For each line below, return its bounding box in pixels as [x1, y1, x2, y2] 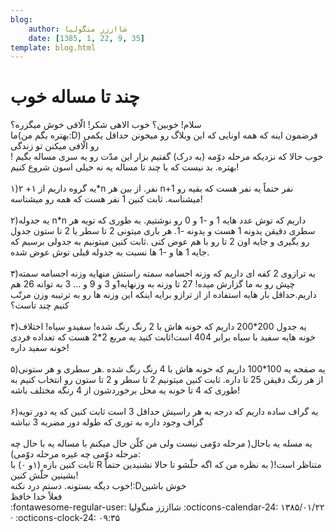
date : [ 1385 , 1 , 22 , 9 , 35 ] [28, 33, 145, 43]
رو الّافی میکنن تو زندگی [10, 140, 100, 152]
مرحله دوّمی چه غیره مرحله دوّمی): [10, 448, 141, 460]
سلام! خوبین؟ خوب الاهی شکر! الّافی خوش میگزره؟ [10, 119, 202, 131]
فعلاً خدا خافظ [10, 491, 63, 503]
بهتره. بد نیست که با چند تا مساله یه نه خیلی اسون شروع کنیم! [10, 161, 240, 173]
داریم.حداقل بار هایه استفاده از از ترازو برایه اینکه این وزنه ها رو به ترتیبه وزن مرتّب [10, 289, 317, 301]
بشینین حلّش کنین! [10, 469, 79, 481]
